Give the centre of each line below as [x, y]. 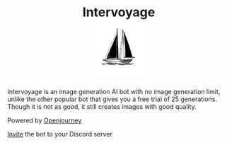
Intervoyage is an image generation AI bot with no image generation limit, [114, 91]
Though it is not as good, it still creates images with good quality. [102, 106]
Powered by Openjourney [45, 120]
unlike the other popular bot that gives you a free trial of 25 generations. [112, 99]
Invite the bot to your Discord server [60, 134]
